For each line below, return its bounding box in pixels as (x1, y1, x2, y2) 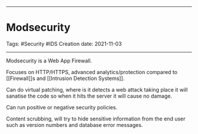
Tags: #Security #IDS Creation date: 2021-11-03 (6, 40, 122, 47)
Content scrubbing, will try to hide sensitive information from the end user (6, 115, 186, 122)
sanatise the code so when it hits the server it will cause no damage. (6, 92, 173, 99)
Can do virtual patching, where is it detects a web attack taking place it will (6, 86, 188, 93)
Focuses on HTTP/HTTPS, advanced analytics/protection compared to (6, 68, 178, 75)
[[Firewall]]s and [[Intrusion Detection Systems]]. (6, 75, 125, 82)
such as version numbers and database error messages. (6, 121, 143, 128)
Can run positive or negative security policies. (6, 103, 118, 110)
